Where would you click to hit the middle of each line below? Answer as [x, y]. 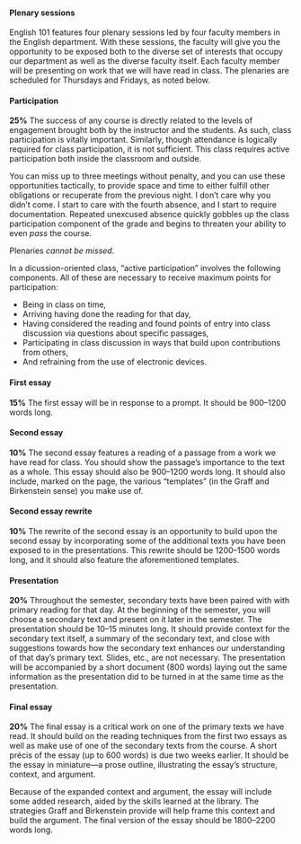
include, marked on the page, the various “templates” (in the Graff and [139, 481]
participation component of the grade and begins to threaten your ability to [148, 224]
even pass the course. [51, 233]
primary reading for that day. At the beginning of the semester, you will [140, 610]
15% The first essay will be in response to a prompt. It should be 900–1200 [148, 402]
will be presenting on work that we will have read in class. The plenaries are [149, 71]
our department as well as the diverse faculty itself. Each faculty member [145, 61]
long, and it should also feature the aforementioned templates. [124, 560]
